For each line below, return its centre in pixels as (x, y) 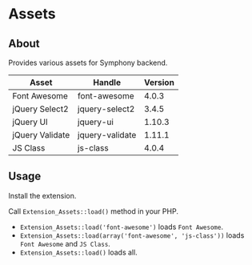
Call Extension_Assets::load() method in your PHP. (93, 211)
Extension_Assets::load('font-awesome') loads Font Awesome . (122, 227)
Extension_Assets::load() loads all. (78, 252)
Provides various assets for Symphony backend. (88, 62)
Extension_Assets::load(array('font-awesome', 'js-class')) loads (132, 235)
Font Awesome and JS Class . (65, 243)
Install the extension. (42, 195)
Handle (107, 82)
